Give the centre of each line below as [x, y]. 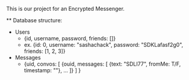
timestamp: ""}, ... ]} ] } [52, 70]
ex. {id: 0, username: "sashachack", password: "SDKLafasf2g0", [104, 45]
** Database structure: [34, 20]
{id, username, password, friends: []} [70, 38]
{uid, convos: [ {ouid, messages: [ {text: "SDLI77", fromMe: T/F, [102, 64]
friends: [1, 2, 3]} [45, 51]
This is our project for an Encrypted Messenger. [66, 9]
